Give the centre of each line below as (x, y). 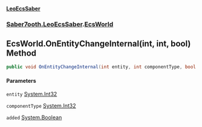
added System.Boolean (34, 117)
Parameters (21, 80)
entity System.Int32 (32, 94)
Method (21, 53)
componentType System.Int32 (41, 106)
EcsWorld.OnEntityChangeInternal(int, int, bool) (99, 43)
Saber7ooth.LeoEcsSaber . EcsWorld (60, 24)
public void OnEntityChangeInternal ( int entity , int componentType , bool (101, 67)
